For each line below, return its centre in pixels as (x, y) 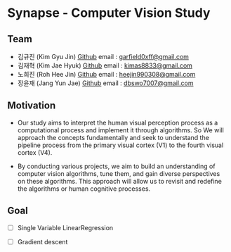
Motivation (32, 106)
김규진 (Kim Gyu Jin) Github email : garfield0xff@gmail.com (103, 57)
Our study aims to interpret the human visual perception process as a (118, 122)
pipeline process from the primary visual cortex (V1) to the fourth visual (120, 145)
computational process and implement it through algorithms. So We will (121, 130)
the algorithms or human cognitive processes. (84, 189)
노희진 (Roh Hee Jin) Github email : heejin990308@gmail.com (106, 74)
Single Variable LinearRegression (65, 227)
